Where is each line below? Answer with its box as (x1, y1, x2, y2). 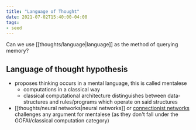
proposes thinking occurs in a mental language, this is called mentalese (14, 80, 187, 87)
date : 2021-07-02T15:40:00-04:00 (6, 14, 88, 20)
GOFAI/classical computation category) (14, 117, 109, 124)
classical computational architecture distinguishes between (23, 92, 167, 100)
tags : (6, 19, 19, 25)
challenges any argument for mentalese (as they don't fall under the (14, 111, 178, 118)
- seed (6, 25, 22, 31)
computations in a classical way (23, 86, 101, 93)
